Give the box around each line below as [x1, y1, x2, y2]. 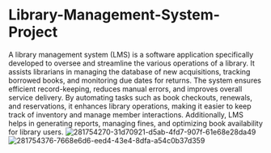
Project [8, 23, 58, 41]
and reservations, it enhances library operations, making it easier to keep [8, 101, 252, 111]
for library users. [8, 127, 64, 137]
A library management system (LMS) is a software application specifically [8, 49, 254, 59]
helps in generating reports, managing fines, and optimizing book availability [8, 118, 263, 128]
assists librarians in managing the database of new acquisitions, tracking [8, 66, 251, 76]
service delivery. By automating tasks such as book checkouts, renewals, [8, 92, 252, 102]
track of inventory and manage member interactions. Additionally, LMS [8, 109, 244, 119]
